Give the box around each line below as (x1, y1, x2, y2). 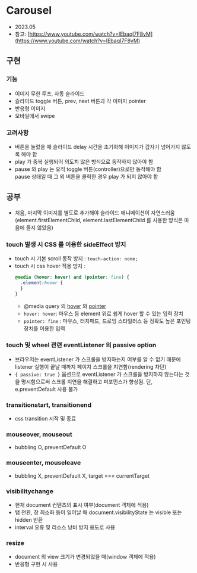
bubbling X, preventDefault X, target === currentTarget (14, 472, 150, 479)
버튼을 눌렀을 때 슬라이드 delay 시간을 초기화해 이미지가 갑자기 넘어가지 (14, 143, 180, 150)
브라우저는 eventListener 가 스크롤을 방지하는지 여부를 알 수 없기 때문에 (14, 356, 181, 363)
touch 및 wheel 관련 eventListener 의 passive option (6, 341, 157, 349)
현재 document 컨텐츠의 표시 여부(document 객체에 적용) (14, 502, 149, 509)
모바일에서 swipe (14, 112, 55, 119)
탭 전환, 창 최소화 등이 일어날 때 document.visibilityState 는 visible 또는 (14, 509, 182, 516)
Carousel (6, 4, 52, 17)
